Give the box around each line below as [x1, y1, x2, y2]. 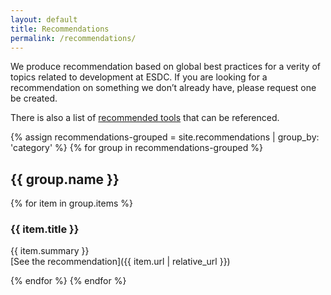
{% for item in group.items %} [10, 197, 134, 210]
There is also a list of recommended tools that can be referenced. [10, 112, 280, 124]
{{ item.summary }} [10, 245, 90, 257]
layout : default [10, 14, 78, 25]
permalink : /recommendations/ [10, 33, 137, 43]
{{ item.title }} [10, 222, 80, 236]
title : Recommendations [10, 24, 110, 34]
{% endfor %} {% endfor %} [10, 275, 127, 287]
